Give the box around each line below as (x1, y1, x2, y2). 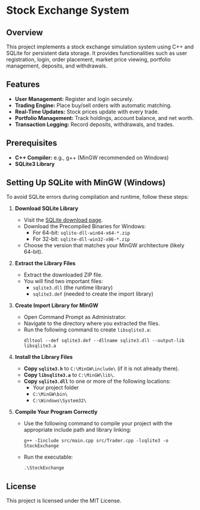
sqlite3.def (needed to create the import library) (32, 290, 154, 297)
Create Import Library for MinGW (14, 302, 99, 309)
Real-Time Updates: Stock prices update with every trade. (14, 108, 159, 115)
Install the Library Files (14, 354, 73, 361)
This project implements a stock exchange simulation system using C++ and (6, 43, 194, 50)
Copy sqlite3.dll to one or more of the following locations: (23, 377, 171, 385)
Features (6, 79, 40, 90)
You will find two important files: (23, 278, 103, 285)
